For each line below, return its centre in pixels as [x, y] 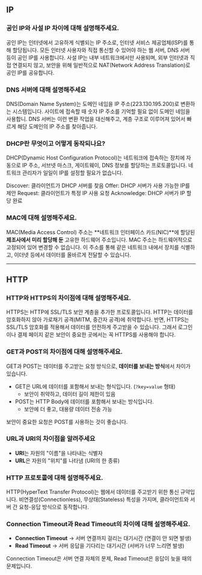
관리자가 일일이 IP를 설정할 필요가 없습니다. [72, 173]
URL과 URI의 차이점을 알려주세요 [51, 439]
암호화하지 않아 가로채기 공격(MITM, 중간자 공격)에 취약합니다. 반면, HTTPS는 [98, 320]
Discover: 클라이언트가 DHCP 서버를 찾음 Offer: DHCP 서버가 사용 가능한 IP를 [98, 185]
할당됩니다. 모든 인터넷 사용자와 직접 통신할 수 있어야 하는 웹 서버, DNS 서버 [101, 50]
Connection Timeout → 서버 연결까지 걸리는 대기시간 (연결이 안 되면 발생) [103, 538]
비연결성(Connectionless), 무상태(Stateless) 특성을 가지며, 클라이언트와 [104, 500]
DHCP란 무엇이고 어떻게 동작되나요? [56, 143]
